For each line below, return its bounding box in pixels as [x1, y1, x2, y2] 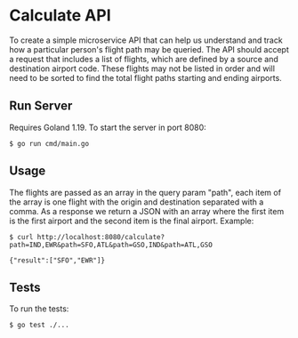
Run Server [9, 99, 73, 114]
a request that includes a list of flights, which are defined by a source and [9, 53, 278, 64]
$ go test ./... [9, 321, 69, 330]
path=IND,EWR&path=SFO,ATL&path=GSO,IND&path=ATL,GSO [9, 240, 213, 249]
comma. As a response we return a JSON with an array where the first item [9, 205, 285, 216]
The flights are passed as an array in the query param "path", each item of [9, 187, 282, 197]
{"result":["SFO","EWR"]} [9, 255, 105, 265]
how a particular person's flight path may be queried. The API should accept [9, 44, 289, 54]
